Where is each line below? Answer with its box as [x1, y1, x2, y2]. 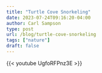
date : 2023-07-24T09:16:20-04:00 [6, 15, 91, 21]
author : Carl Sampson [6, 20, 61, 26]
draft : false [6, 43, 39, 49]
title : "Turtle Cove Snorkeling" [6, 9, 91, 15]
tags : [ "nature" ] [6, 37, 50, 43]
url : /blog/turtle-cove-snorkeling [6, 32, 97, 38]
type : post [6, 26, 34, 32]
